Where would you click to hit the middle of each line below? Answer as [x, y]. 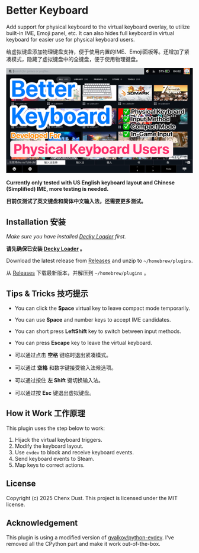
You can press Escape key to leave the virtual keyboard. [83, 343]
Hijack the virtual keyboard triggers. [58, 439]
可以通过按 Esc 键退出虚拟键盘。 [54, 393]
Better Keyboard [47, 10]
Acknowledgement [42, 523]
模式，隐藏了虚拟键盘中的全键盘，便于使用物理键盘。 [76, 59]
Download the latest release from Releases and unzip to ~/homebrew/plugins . [99, 261]
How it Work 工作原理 [46, 414]
